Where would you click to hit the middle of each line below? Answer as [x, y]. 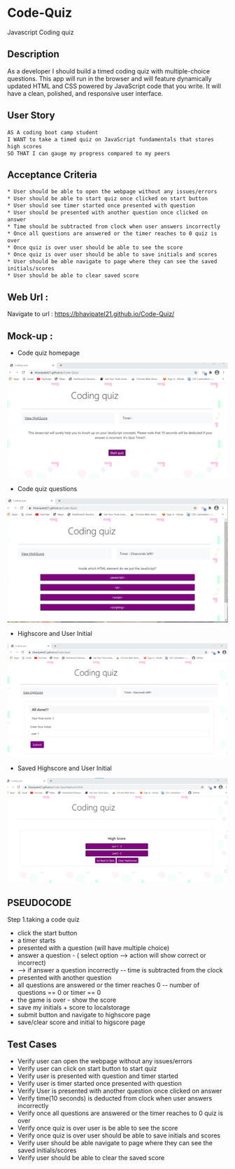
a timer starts [36, 941]
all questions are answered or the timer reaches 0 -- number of [108, 985]
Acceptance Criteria [52, 175]
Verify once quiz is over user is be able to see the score [98, 1128]
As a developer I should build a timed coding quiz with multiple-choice [109, 71]
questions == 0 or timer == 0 [59, 993]
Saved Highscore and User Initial [64, 768]
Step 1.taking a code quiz [44, 920]
